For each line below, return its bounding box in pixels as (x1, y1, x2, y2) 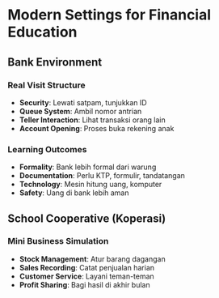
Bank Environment (7, 55, 103, 69)
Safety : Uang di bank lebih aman (19, 188, 129, 198)
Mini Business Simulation (7, 236, 109, 247)
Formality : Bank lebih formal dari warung (19, 162, 157, 172)
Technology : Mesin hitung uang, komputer (19, 180, 162, 189)
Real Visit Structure (7, 79, 86, 91)
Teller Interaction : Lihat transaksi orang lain (19, 115, 166, 125)
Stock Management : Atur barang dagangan (19, 253, 166, 264)
